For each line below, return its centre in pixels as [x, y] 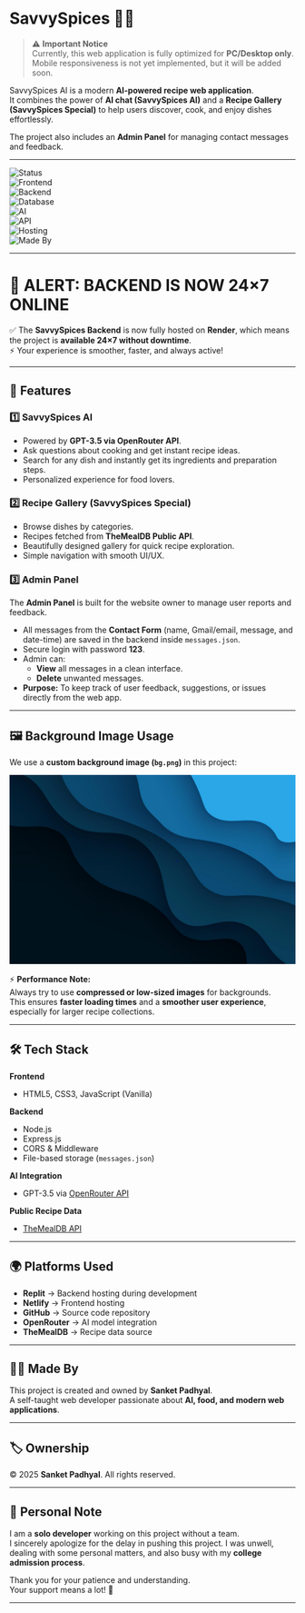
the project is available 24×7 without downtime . [101, 340]
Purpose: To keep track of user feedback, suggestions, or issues [144, 688]
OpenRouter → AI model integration [89, 1322]
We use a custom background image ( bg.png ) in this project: [123, 762]
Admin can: [44, 659]
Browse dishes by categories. [78, 526]
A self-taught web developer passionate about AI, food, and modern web [147, 1400]
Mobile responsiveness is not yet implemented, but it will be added [156, 63]
